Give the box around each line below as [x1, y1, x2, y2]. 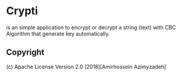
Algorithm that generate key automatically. [6, 30, 110, 37]
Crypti [6, 4, 38, 18]
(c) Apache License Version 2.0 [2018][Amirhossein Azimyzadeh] [6, 63, 167, 70]
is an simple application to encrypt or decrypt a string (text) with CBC [6, 24, 177, 31]
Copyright [6, 47, 45, 58]
